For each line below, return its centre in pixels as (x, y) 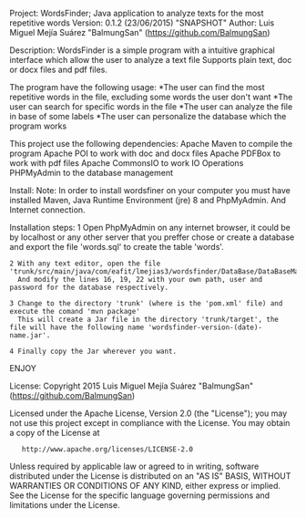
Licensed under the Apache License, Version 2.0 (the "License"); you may (148, 413)
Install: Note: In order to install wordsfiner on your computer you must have (150, 190)
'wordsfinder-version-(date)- (205, 327)
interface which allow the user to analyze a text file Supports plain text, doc (151, 60)
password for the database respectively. (89, 287)
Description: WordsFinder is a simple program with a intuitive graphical (142, 50)
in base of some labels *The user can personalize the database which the (148, 116)
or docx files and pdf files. (58, 69)
